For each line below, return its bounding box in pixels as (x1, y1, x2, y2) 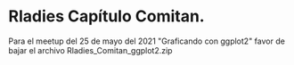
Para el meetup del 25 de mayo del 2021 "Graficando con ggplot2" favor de (8, 36, 286, 46)
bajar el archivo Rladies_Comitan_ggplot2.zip (8, 45, 173, 55)
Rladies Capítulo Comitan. (8, 6, 206, 27)
